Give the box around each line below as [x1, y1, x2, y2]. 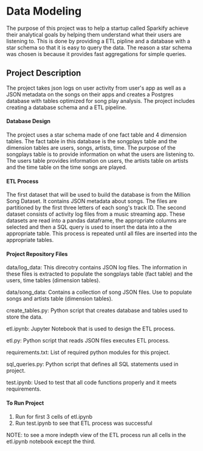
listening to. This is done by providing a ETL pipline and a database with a [6, 37, 190, 44]
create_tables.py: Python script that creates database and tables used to [6, 307, 188, 314]
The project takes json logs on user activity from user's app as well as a [6, 84, 187, 91]
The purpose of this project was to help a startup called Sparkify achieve [6, 24, 189, 32]
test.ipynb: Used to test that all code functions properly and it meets [6, 379, 177, 386]
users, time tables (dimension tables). [6, 277, 100, 284]
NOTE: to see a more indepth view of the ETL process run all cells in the [6, 431, 187, 438]
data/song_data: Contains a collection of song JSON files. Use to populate [6, 288, 193, 296]
